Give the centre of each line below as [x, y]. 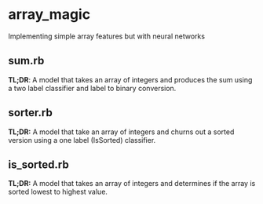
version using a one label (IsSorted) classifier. [82, 140]
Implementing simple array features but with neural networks [107, 36]
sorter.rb [30, 113]
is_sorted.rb [38, 164]
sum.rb [26, 61]
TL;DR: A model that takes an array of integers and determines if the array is [132, 184]
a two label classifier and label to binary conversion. [92, 88]
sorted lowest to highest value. [58, 192]
